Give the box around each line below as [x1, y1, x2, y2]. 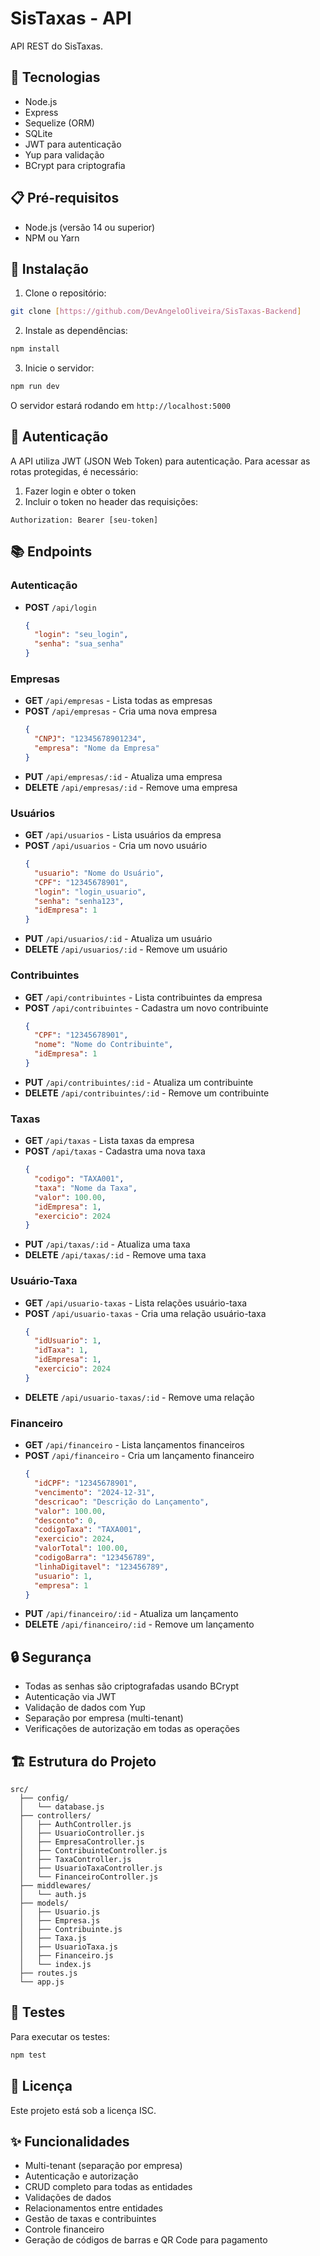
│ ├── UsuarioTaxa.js [19, 1942, 118, 1952]
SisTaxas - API [10, 7, 132, 30]
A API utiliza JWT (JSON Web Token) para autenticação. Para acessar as [10, 455, 311, 467]
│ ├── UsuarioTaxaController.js [19, 1863, 163, 1874]
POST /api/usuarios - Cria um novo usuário [24, 840, 208, 852]
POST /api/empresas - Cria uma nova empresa [24, 705, 218, 717]
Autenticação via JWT [24, 1691, 117, 1703]
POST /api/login [24, 601, 97, 613]
